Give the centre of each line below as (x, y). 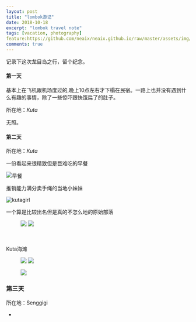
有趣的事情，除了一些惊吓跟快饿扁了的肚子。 (64, 98)
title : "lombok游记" (30, 17)
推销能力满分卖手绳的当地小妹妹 (44, 189)
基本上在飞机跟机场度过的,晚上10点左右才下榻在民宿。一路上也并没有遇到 (94, 90)
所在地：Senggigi (27, 303)
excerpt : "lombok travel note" (44, 28)
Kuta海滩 (17, 249)
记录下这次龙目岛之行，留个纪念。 (47, 61)
